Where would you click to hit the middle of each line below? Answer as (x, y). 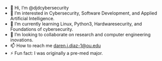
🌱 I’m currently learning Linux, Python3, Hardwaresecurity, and (76, 24)
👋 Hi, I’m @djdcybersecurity (39, 8)
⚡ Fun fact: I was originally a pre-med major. (57, 53)
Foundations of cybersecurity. (42, 29)
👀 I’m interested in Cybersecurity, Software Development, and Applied (84, 13)
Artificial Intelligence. (32, 18)
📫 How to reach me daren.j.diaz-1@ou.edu (55, 46)
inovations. (22, 40)
